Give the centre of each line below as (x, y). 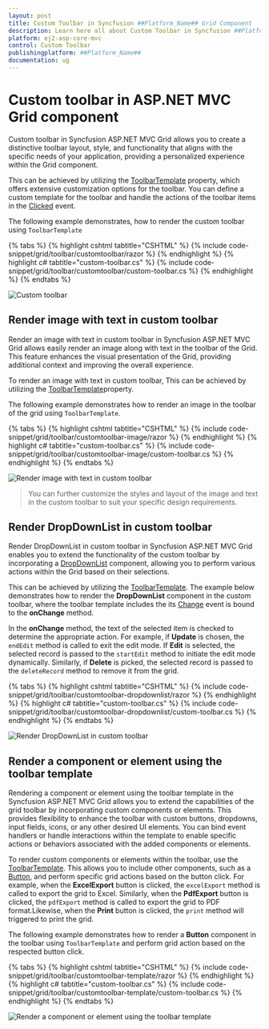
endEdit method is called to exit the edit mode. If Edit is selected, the (122, 645)
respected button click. (46, 952)
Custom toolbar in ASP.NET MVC (120, 100)
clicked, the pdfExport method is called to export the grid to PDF (114, 902)
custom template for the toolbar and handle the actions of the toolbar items (132, 197)
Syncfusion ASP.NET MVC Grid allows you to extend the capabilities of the (131, 802)
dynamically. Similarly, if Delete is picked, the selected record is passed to (131, 662)
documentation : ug (39, 61)
